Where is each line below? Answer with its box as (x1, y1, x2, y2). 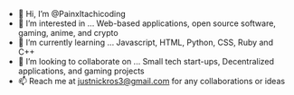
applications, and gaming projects (17, 65, 145, 76)
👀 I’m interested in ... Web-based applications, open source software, (17, 18, 276, 29)
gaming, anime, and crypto (17, 28, 119, 38)
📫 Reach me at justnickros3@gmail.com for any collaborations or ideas (17, 76, 286, 86)
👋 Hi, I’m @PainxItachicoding (17, 9, 126, 19)
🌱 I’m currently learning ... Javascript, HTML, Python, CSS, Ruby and (17, 37, 274, 47)
